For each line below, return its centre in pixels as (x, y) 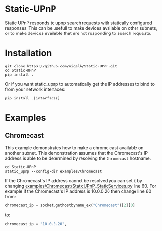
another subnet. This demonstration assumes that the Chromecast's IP (77, 153)
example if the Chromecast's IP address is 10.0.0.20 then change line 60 (78, 191)
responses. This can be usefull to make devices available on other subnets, (81, 28)
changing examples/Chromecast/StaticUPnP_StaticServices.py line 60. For (81, 186)
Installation (28, 53)
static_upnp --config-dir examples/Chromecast (54, 171)
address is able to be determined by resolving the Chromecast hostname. (78, 158)
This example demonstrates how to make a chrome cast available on (74, 148)
